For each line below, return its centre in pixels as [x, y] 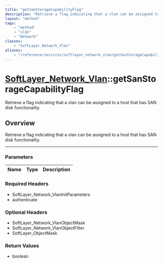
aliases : [14, 50]
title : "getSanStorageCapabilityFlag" [44, 9]
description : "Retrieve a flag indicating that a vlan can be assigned [79, 14]
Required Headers [27, 184]
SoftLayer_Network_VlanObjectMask [49, 223]
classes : [14, 41]
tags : [10, 23]
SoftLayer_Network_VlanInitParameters [51, 194]
